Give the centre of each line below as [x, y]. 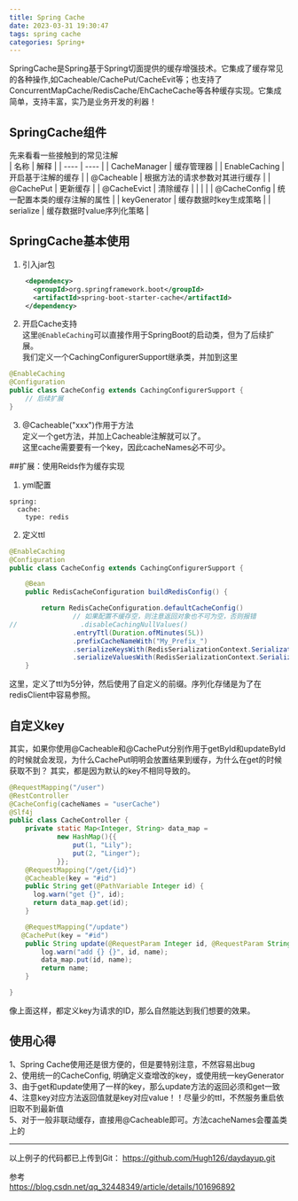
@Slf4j [21, 812]
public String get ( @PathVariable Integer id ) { [114, 886]
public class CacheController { [69, 821]
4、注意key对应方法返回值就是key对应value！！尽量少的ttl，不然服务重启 [143, 1097]
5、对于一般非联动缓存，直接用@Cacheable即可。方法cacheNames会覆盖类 [149, 1119]
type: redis [47, 517]
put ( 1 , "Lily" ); [102, 846]
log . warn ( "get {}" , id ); [78, 895]
